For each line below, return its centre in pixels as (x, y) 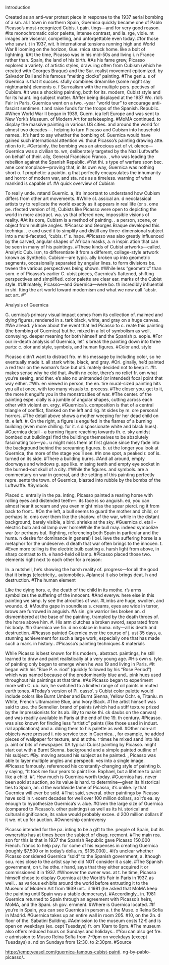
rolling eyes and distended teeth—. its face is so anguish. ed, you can (77, 500)
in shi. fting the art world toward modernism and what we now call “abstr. (81, 290)
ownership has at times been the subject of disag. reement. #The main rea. (83, 835)
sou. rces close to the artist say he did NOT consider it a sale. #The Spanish (84, 861)
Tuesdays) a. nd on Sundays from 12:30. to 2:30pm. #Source (69, 942)
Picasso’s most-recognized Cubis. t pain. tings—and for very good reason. (82, 28)
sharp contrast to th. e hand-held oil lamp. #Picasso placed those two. (78, 554)
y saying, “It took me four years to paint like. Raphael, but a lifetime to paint (83, 771)
